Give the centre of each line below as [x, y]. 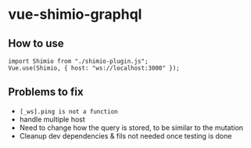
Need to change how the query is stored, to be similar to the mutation [131, 128]
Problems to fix [46, 92]
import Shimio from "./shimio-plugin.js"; [78, 61]
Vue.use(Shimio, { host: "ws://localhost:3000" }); [94, 68]
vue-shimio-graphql [75, 14]
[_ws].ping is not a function [69, 111]
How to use [36, 43]
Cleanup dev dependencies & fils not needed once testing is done [125, 135]
